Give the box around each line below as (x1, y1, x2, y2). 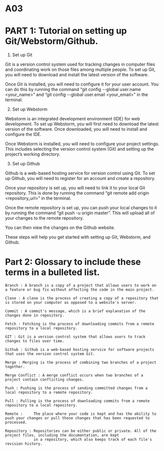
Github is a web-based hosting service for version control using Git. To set (5, 170, 155, 176)
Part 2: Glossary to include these (5, 256, 141, 268)
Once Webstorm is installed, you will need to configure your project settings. (5, 141, 160, 147)
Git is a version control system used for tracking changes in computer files (5, 62, 155, 68)
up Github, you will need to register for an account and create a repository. (5, 176, 156, 181)
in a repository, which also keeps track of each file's (33, 437, 152, 442)
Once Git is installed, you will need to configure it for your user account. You (5, 81, 159, 87)
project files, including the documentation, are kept (5, 433, 119, 438)
